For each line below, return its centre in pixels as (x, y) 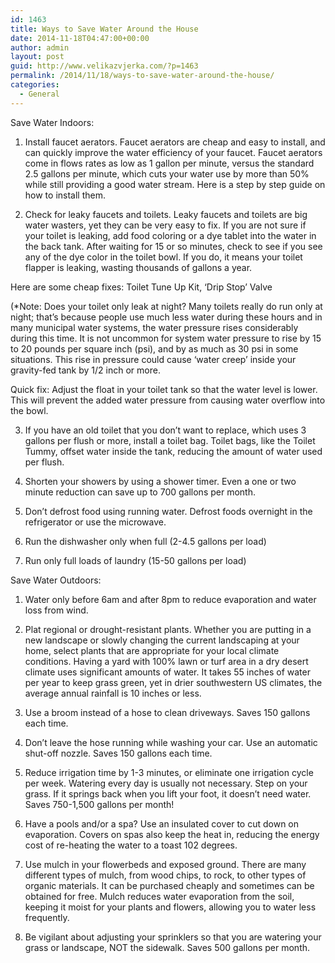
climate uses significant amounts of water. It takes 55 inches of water (167, 672)
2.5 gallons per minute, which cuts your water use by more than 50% (167, 173)
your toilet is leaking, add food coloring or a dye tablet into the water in (170, 235)
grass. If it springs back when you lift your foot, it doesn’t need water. (168, 793)
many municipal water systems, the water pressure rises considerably (154, 327)
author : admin (40, 47)
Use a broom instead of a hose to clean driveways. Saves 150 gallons (167, 712)
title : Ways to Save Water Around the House (104, 29)
